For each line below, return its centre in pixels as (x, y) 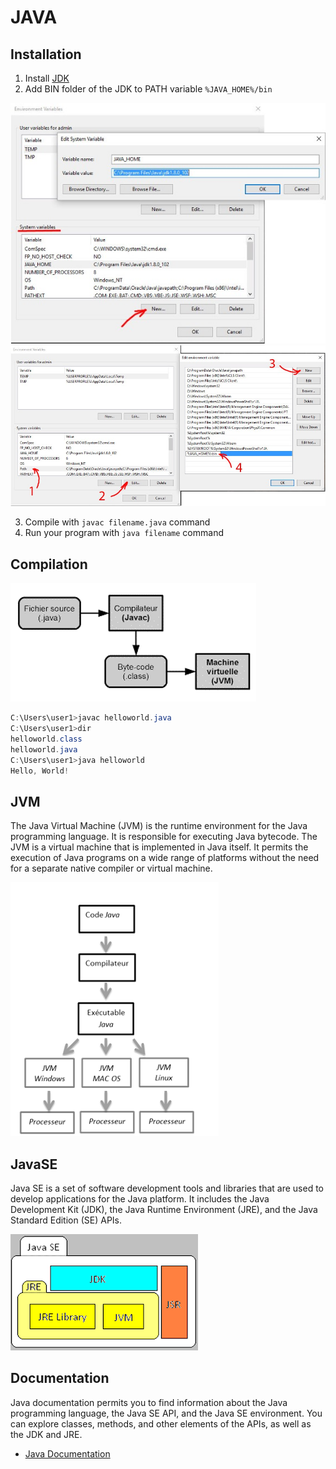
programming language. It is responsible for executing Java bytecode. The (164, 837)
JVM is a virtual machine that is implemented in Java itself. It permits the (159, 847)
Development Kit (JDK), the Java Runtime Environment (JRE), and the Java (164, 1210)
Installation (46, 54)
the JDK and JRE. (46, 1434)
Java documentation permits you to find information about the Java (149, 1402)
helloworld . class (46, 739)
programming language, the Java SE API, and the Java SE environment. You (166, 1413)
